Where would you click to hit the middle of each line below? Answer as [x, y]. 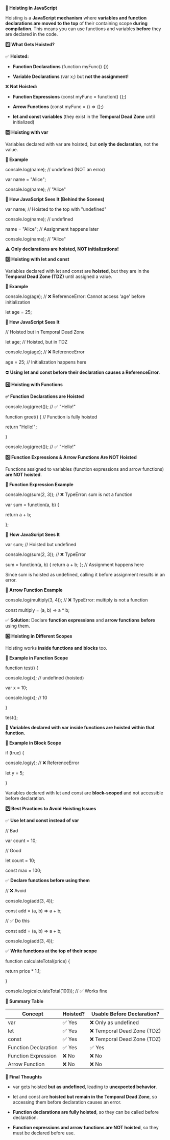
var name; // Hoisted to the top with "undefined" [56, 209]
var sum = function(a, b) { [32, 505]
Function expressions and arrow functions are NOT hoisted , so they [86, 1127]
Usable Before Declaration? [125, 1014]
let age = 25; [19, 312]
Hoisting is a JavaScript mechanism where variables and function [76, 18]
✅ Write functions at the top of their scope [51, 951]
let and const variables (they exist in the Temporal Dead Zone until [84, 116]
